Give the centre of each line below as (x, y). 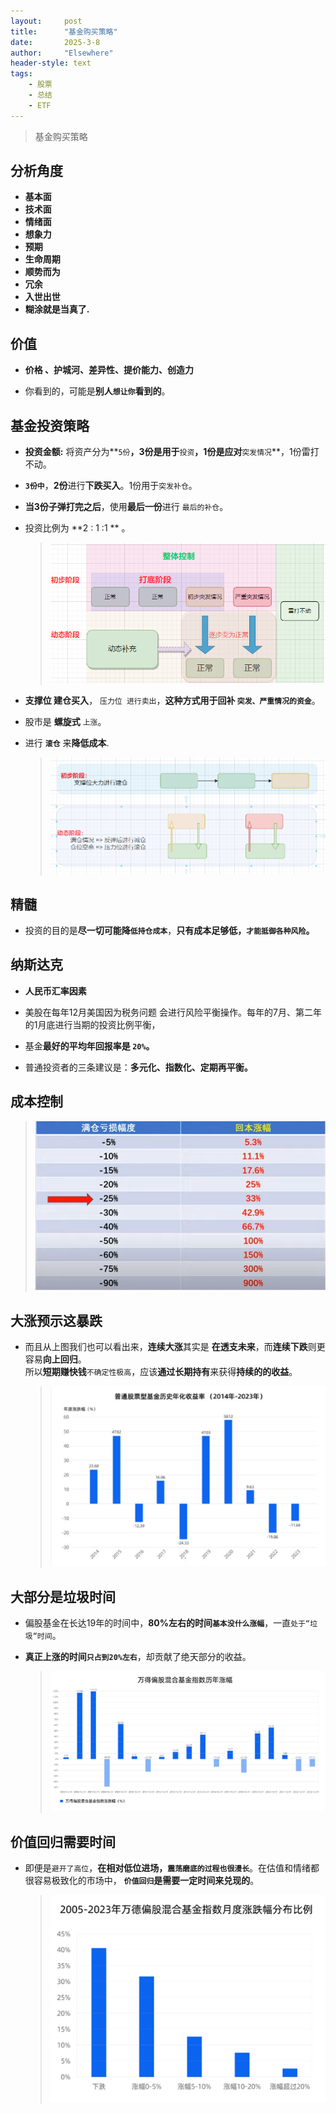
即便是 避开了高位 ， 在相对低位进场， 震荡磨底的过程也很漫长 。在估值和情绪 (168, 1868)
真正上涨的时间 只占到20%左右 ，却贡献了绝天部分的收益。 (138, 1656)
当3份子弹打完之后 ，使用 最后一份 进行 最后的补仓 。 (126, 507)
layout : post (46, 21)
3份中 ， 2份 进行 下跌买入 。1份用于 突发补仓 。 (111, 486)
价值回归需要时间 (63, 1841)
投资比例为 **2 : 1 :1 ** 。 (77, 528)
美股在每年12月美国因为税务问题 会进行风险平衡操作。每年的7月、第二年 (173, 1012)
